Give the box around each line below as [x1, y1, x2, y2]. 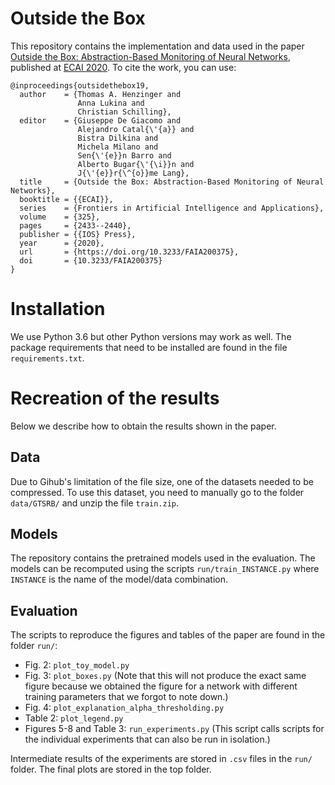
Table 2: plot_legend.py [24, 712, 124, 724]
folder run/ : [10, 640, 58, 652]
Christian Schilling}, [77, 107, 172, 117]
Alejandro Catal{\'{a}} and [77, 124, 195, 134]
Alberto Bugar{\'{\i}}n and [77, 159, 195, 169]
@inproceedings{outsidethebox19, [10, 80, 150, 91]
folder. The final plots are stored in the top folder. [10, 763, 212, 776]
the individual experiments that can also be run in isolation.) [24, 733, 271, 746]
